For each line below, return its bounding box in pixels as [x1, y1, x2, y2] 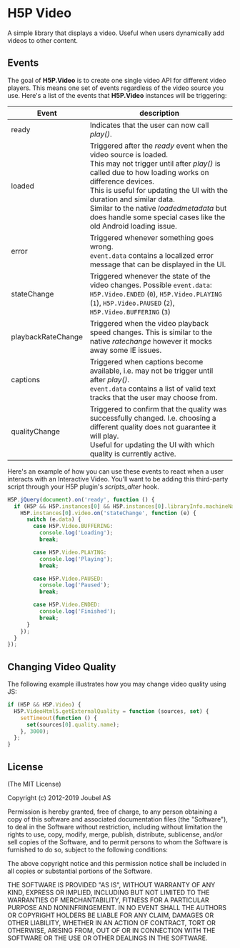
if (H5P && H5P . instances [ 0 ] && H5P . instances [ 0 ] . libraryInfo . [14, 502, 206, 510]
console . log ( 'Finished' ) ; [39, 608, 116, 615]
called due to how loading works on [89, 167, 209, 177]
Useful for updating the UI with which [89, 439, 215, 449]
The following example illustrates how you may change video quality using [7, 680, 226, 689]
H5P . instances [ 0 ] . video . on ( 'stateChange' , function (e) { [20, 509, 196, 517]
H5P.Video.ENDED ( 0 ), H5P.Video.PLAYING [89, 289, 223, 299]
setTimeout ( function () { [20, 714, 98, 722]
